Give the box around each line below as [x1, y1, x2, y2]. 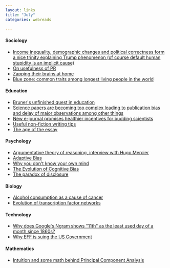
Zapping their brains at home [12, 70, 74, 77]
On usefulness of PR [12, 65, 56, 71]
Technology [5, 211, 32, 218]
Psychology [5, 138, 32, 144]
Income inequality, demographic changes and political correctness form [12, 49, 165, 55]
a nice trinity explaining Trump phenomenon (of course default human [12, 54, 161, 60]
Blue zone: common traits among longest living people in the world [12, 76, 154, 82]
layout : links [5, 7, 36, 13]
